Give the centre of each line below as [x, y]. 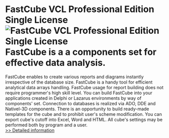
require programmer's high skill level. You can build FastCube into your [79, 93]
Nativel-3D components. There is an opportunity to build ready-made [77, 109]
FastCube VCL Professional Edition [80, 9]
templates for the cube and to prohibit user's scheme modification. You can [84, 114]
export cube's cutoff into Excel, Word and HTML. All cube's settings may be [84, 119]
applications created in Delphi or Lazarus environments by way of [73, 98]
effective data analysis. [55, 63]
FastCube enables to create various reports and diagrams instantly [74, 77]
